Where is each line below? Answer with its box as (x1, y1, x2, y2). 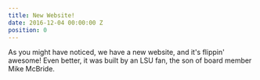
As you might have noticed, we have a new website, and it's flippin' (8, 48, 225, 57)
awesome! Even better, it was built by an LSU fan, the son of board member (8, 56, 252, 65)
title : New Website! (8, 11, 76, 20)
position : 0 (8, 26, 47, 34)
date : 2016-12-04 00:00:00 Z (8, 19, 103, 27)
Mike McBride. (8, 64, 55, 74)
